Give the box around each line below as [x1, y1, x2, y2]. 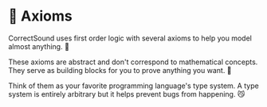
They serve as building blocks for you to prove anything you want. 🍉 [8, 65, 233, 75]
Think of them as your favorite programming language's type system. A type [8, 81, 259, 90]
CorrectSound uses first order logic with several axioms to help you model [8, 33, 253, 43]
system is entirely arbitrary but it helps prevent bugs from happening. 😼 [8, 89, 245, 98]
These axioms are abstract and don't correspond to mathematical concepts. [8, 57, 258, 67]
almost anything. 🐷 [8, 41, 70, 51]
